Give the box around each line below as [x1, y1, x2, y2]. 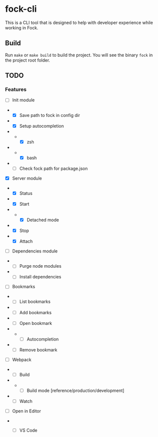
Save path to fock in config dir [19, 112, 80, 118]
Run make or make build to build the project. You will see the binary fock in [5, 52, 153, 58]
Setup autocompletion [19, 123, 64, 129]
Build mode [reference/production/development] [26, 388, 124, 393]
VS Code [19, 427, 38, 434]
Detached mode [26, 217, 59, 223]
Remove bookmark [19, 346, 58, 353]
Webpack [12, 356, 32, 363]
